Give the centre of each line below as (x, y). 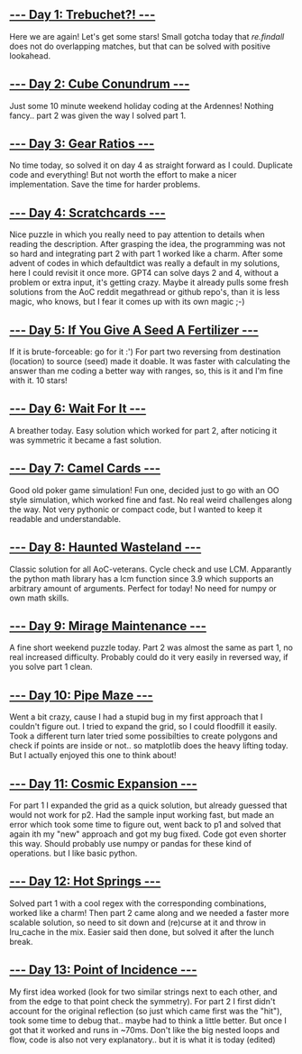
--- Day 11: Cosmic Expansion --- (104, 784)
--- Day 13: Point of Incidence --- (103, 970)
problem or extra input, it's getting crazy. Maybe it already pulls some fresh (149, 282)
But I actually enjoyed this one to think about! (93, 756)
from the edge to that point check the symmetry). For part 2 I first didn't (142, 1001)
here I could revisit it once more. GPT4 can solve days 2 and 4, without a (144, 273)
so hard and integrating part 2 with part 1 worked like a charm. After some (146, 254)
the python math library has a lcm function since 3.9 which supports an (142, 578)
